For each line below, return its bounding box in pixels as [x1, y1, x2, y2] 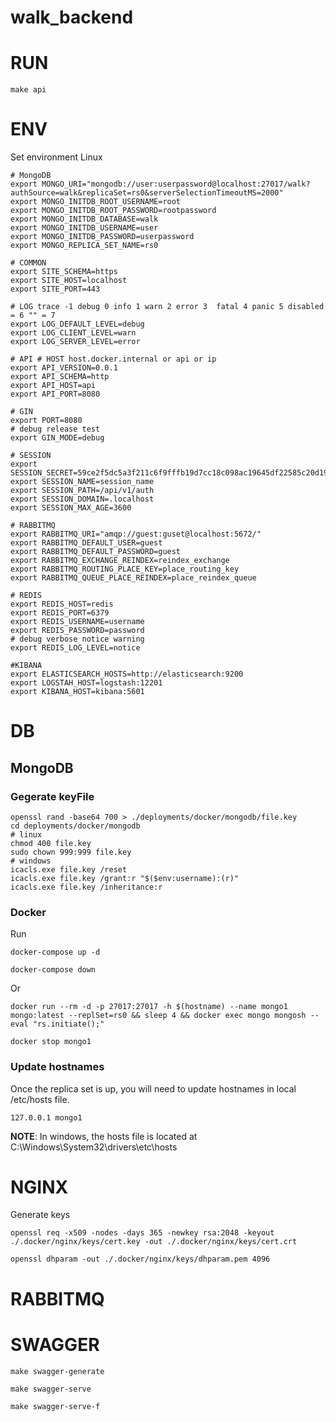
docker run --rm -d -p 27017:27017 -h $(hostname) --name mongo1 [10, 1002, 288, 1012]
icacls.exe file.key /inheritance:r [10, 882, 163, 892]
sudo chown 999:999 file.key [10, 847, 132, 857]
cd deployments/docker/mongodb [10, 821, 141, 831]
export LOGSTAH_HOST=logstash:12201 [10, 678, 163, 688]
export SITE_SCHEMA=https [10, 267, 118, 277]
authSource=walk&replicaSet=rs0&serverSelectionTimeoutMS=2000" [10, 188, 284, 198]
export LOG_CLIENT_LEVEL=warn [10, 328, 137, 338]
